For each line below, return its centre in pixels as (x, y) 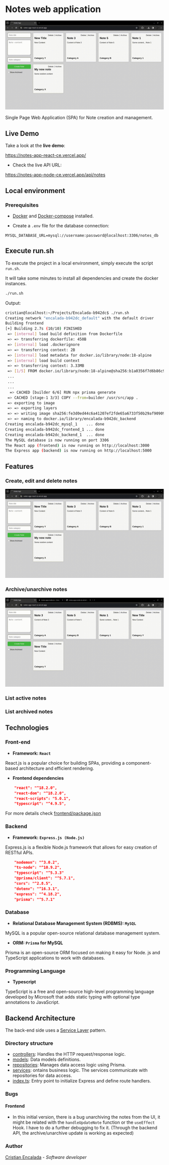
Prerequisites (22, 205)
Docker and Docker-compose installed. (53, 216)
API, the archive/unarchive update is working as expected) (73, 1133)
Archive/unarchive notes (36, 590)
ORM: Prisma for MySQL (38, 943)
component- (139, 763)
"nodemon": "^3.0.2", (37, 862)
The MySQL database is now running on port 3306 (57, 440)
